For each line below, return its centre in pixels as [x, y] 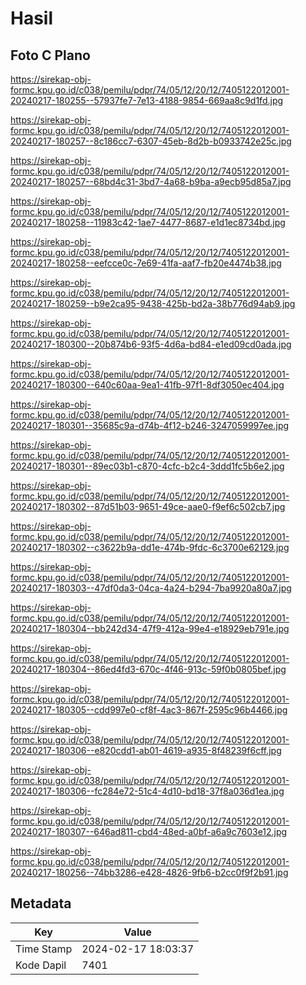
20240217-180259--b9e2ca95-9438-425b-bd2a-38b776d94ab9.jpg [153, 303]
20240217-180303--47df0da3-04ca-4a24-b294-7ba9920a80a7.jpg [151, 588]
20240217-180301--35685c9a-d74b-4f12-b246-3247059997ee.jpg [150, 425]
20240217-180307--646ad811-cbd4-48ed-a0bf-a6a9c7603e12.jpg [149, 831]
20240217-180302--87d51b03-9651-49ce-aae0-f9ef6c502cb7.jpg [148, 506]
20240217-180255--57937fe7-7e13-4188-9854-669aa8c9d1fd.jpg [147, 100]
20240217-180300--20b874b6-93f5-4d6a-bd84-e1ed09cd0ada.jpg [151, 344]
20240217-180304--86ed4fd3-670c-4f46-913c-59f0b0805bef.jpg [148, 669]
